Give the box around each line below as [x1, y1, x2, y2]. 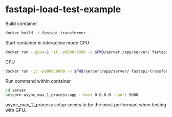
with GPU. [5, 107, 27, 113]
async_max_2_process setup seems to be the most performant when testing [5, 102, 166, 108]
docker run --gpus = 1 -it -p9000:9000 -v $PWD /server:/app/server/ [5, 50, 150, 55]
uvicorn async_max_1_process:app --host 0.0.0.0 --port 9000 [5, 92, 139, 98]
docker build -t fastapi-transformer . [5, 30, 91, 35]
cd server [5, 88, 27, 93]
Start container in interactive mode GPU [5, 39, 90, 45]
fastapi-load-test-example [5, 4, 121, 15]
